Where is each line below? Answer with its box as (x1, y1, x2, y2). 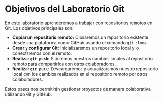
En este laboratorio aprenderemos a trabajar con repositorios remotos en (5, 20, 153, 26)
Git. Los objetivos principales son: (5, 25, 74, 31)
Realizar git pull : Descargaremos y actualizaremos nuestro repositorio (12, 66, 158, 72)
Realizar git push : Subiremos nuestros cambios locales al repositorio (12, 55, 153, 61)
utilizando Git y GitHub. (5, 91, 52, 97)
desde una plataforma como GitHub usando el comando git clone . (12, 39, 148, 45)
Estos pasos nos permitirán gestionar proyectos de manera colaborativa (5, 86, 151, 92)
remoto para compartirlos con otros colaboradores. (12, 61, 116, 67)
